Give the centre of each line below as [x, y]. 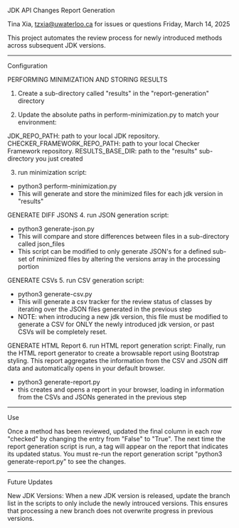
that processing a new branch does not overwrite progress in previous [110, 511]
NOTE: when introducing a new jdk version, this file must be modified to [123, 317]
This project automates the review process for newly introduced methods [115, 38]
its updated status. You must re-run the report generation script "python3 [115, 454]
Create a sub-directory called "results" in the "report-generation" [113, 93]
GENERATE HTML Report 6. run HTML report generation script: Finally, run [117, 345]
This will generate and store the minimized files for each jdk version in [120, 194]
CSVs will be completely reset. [62, 332]
